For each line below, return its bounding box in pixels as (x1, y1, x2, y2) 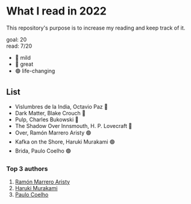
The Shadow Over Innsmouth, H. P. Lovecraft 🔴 (14, 122, 133, 129)
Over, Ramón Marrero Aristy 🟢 (14, 129, 92, 136)
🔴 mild (14, 54, 31, 61)
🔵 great (14, 60, 34, 68)
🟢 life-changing (14, 67, 55, 74)
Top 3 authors (6, 164, 48, 173)
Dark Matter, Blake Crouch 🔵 (14, 109, 86, 116)
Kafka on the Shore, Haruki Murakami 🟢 (14, 138, 116, 145)
